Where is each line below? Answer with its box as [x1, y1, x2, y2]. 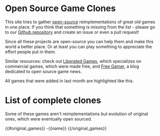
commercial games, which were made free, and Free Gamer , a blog [5, 63, 139, 69]
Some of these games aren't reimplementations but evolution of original [5, 111, 148, 117]
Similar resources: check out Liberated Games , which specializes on [5, 58, 142, 64]
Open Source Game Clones [5, 3, 116, 14]
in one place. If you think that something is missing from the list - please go [5, 24, 155, 30]
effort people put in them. [5, 49, 56, 55]
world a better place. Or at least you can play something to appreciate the [5, 44, 152, 49]
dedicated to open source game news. [5, 68, 82, 74]
